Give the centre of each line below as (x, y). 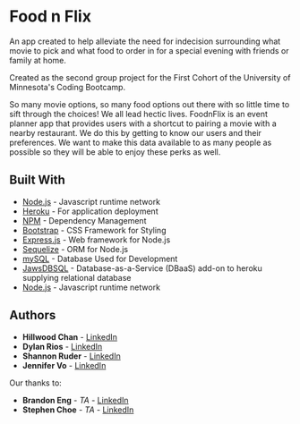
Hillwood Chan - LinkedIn (70, 336)
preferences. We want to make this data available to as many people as (141, 142)
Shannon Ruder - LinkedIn (71, 356)
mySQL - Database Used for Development (100, 259)
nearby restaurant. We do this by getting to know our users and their (136, 132)
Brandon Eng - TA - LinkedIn (75, 400)
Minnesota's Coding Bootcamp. (68, 87)
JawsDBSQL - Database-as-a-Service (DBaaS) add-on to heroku (142, 268)
